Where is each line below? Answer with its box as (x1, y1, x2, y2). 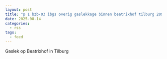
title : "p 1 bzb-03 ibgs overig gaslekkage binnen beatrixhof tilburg (5, 12, 155, 17)
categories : (5, 21, 30, 26)
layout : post (5, 7, 32, 12)
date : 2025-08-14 (5, 16, 41, 21)
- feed (9, 35, 23, 40)
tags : (5, 30, 16, 35)
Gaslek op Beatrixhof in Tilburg (5, 48, 69, 54)
